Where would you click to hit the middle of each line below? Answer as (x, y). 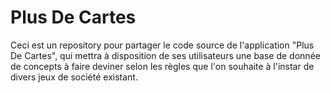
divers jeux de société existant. (74, 77)
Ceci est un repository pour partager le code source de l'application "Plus (162, 45)
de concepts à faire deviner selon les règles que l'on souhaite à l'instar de (162, 66)
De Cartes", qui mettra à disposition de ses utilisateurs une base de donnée (165, 55)
